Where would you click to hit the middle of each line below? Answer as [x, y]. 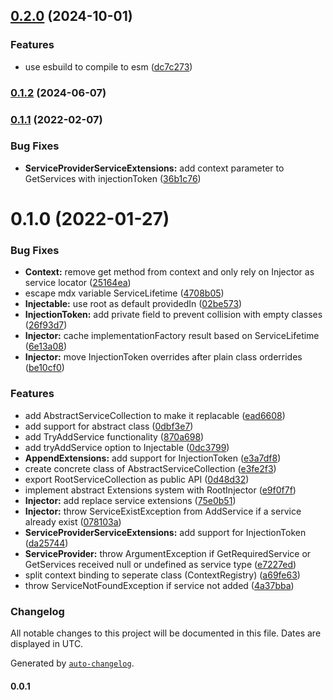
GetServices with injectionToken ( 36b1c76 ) [113, 178]
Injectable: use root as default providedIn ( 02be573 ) [133, 304]
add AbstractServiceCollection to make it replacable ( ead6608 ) [155, 415]
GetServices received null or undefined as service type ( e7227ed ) [160, 564]
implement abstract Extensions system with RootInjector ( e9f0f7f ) [160, 490]
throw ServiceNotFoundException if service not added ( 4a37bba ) [159, 585]
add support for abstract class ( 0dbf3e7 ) [109, 426]
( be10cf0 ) [44, 368]
